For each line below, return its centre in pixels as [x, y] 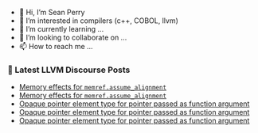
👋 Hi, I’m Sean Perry [52, 12]
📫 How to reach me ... [56, 46]
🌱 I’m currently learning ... [61, 29]
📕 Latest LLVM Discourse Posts [69, 70]
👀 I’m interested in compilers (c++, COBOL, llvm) [98, 21]
